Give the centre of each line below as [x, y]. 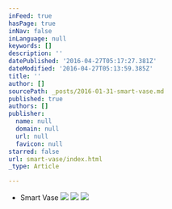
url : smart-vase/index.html [56, 159]
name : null [34, 122]
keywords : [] [30, 46]
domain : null [38, 129]
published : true [36, 99]
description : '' [36, 53]
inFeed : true [30, 16]
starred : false [34, 151]
